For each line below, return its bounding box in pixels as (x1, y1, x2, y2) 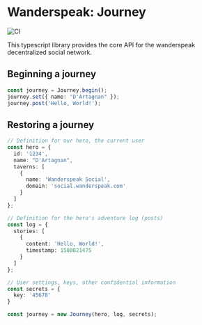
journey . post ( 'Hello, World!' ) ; (7, 100, 101, 106)
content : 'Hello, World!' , (25, 241, 104, 248)
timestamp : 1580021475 (25, 247, 92, 254)
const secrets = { (7, 285, 61, 292)
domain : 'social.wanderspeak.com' (25, 182, 127, 190)
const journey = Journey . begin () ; (7, 86, 108, 94)
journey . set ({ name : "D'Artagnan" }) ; (7, 93, 120, 100)
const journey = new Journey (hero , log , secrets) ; (7, 311, 157, 318)
